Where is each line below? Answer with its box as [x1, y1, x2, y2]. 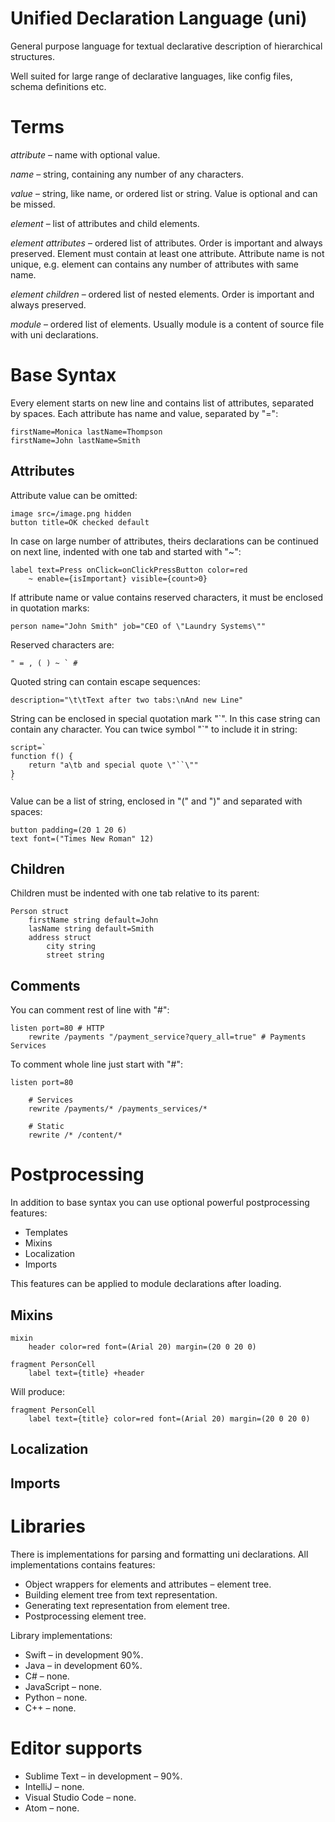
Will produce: [10, 1386, 65, 1397]
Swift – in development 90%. [24, 1648, 144, 1661]
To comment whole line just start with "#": [10, 1058, 183, 1071]
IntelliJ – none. [24, 1780, 85, 1792]
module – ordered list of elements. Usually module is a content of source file [10, 318, 325, 330]
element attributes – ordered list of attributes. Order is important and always [10, 237, 323, 249]
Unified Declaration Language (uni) [10, 7, 308, 30]
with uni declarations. [10, 328, 99, 341]
